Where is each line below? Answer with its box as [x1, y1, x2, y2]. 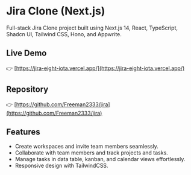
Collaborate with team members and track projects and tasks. [14, 149, 169, 156]
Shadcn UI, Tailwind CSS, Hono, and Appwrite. [6, 30, 122, 37]
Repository [6, 84, 49, 95]
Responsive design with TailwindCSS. [14, 162, 108, 170]
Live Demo [6, 48, 47, 59]
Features [6, 127, 40, 137]
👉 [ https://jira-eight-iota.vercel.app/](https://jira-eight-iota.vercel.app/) [6, 65, 185, 72]
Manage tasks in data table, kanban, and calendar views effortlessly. [14, 156, 186, 163]
